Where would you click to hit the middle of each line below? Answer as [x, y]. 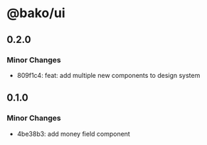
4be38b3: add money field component [74, 134]
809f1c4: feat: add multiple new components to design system [108, 75]
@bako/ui [36, 13]
